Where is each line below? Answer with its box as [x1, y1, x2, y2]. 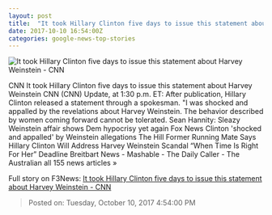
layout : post [8, 11, 53, 20]
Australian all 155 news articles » [8, 158, 117, 168]
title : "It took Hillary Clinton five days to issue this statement [8, 19, 249, 27]
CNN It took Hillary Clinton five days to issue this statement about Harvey [8, 81, 253, 91]
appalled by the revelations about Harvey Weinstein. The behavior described [8, 107, 264, 116]
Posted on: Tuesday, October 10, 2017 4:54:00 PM [28, 198, 196, 208]
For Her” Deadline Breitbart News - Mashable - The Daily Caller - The [8, 150, 240, 159]
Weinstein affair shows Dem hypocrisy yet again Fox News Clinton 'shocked [8, 124, 261, 133]
